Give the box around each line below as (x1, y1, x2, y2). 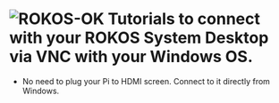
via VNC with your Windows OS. (9, 47, 253, 67)
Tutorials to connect (107, 9, 261, 29)
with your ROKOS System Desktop (9, 28, 269, 48)
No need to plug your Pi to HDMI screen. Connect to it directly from (21, 75, 271, 86)
